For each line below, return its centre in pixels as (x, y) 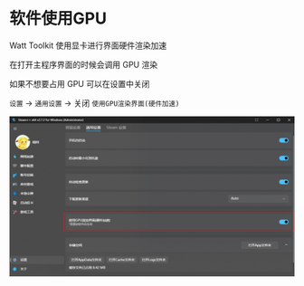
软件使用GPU (58, 19)
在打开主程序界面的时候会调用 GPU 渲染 (84, 64)
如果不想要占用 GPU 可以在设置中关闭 (80, 83)
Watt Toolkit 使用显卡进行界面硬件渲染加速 (88, 45)
